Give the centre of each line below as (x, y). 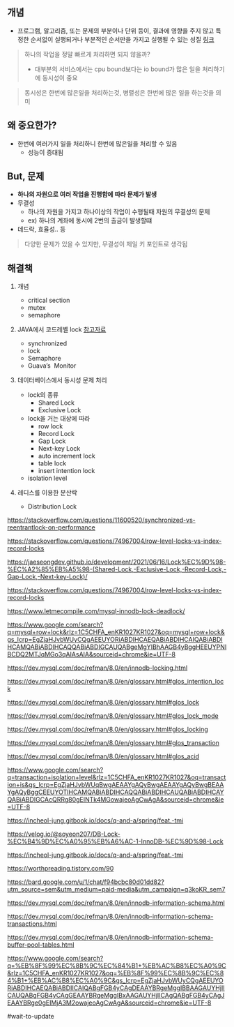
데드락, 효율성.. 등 (41, 230)
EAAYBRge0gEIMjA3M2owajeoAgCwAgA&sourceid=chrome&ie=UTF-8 (109, 1003)
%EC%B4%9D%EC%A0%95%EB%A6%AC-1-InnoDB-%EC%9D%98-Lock (116, 841)
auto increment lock (67, 456)
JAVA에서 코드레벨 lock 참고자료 (62, 329)
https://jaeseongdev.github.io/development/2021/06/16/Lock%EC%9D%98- (117, 562)
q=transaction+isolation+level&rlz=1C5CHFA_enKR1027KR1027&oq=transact (117, 777)
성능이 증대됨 (46, 152)
